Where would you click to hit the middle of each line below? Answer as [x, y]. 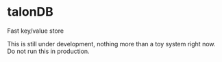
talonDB [30, 12]
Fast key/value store [35, 31]
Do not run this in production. [49, 51]
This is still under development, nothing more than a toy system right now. [111, 44]
